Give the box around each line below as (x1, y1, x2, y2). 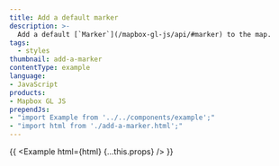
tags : (9, 38, 30, 48)
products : (9, 88, 47, 97)
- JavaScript (9, 80, 58, 89)
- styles (17, 47, 50, 56)
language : (9, 72, 47, 81)
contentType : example (9, 64, 91, 73)
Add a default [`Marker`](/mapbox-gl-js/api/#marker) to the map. (17, 30, 272, 39)
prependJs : (9, 105, 50, 114)
